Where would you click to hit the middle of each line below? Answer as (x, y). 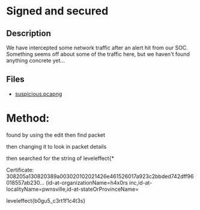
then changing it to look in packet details (56, 146)
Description (29, 33)
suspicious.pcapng (38, 94)
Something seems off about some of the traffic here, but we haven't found (98, 54)
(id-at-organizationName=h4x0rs (87, 182)
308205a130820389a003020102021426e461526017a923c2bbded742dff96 (100, 176)
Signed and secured (57, 11)
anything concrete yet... (35, 60)
